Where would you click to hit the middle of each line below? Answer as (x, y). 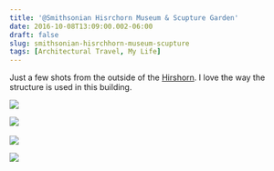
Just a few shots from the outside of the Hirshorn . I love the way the (137, 77)
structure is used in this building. (71, 87)
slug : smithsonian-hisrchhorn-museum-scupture (100, 43)
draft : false (34, 35)
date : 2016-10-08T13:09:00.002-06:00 (81, 26)
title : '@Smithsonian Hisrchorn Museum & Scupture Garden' (124, 18)
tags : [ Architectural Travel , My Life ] (85, 52)
